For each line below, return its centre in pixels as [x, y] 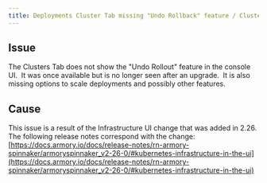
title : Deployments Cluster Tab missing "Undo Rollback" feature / [122, 16]
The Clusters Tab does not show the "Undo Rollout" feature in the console [130, 67]
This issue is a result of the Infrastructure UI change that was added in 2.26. [133, 128]
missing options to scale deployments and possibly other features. [117, 84]
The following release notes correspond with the [87, 137]
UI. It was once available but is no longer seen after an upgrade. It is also [129, 76]
